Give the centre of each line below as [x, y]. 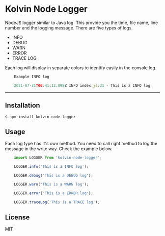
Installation [23, 106]
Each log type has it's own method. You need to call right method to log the [81, 144]
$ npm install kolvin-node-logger [41, 117]
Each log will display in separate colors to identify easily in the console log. [81, 68]
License [17, 217]
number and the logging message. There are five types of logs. [69, 27]
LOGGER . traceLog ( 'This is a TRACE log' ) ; [57, 202]
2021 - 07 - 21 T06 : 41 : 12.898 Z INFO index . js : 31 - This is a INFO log [82, 85]
